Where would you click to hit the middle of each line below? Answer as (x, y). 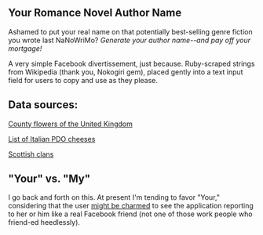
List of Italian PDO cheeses (52, 139)
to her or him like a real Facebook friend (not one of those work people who (130, 214)
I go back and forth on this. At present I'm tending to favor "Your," (114, 197)
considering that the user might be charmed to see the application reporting (131, 206)
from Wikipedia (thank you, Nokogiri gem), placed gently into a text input (126, 72)
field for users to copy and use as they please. (83, 80)
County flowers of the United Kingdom (71, 124)
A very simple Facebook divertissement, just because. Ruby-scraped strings (131, 63)
